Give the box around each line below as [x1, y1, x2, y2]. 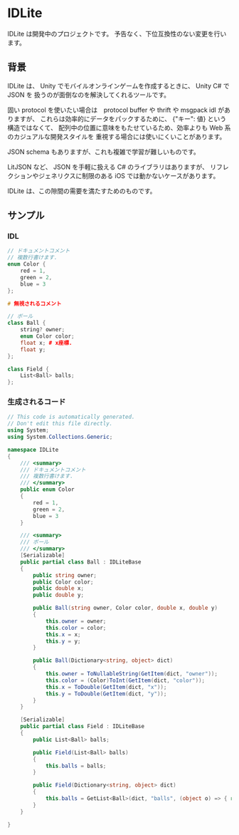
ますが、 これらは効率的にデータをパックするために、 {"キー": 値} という [13, 114, 227, 123]
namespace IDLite [7, 446, 59, 453]
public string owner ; [33, 571, 97, 579]
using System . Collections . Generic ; [7, 433, 113, 441]
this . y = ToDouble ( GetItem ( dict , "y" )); [45, 690, 167, 697]
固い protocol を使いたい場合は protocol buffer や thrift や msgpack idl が [7, 105, 225, 114]
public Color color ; [33, 579, 94, 586]
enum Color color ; [20, 333, 75, 340]
